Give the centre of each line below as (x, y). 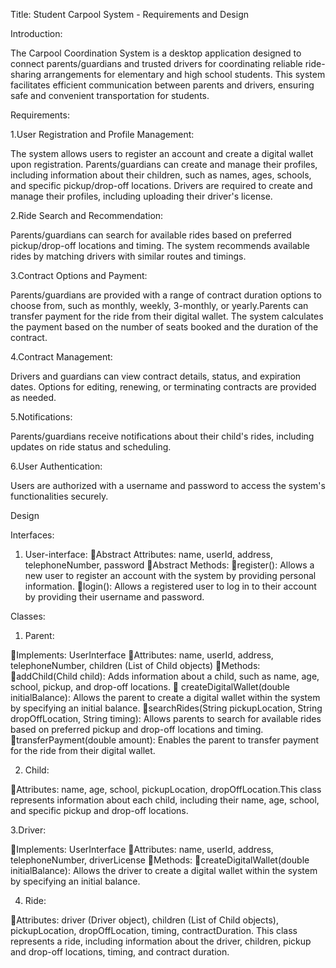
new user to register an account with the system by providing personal (170, 575)
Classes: (28, 616)
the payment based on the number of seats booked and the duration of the (164, 327)
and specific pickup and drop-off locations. (99, 810)
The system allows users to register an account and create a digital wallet (162, 153)
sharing (26, 74)
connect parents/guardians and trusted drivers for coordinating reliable (156, 63)
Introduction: (36, 33)
